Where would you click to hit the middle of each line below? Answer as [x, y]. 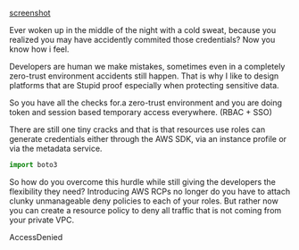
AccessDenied [36, 237]
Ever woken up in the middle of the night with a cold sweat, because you [143, 30]
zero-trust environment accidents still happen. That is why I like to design [144, 76]
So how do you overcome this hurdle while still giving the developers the [143, 181]
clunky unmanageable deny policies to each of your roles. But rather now [144, 201]
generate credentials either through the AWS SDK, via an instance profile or [148, 139]
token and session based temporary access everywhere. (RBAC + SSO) [141, 112]
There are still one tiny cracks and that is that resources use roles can [137, 129]
